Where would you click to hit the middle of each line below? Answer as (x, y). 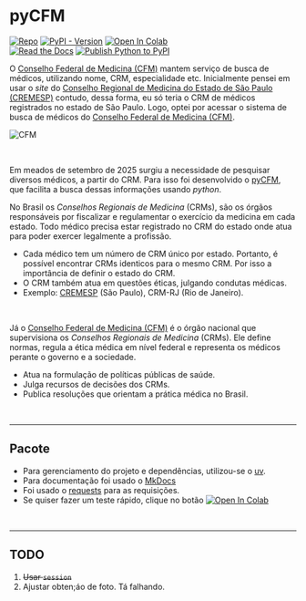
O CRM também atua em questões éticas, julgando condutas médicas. (154, 283)
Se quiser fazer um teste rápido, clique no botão (113, 500)
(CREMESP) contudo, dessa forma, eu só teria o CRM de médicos (133, 98)
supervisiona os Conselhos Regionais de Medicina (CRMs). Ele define (140, 337)
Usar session (47, 576)
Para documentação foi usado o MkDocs (99, 481)
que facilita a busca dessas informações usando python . (116, 189)
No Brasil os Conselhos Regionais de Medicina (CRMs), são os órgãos (141, 207)
